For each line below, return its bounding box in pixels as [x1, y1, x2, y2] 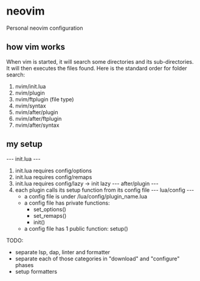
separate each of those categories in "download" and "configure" [15, 255, 180, 262]
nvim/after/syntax [15, 121, 60, 129]
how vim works [6, 42, 66, 52]
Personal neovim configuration [6, 24, 83, 32]
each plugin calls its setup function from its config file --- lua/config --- [15, 186, 195, 194]
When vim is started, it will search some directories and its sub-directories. [6, 58, 194, 65]
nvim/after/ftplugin [15, 115, 62, 122]
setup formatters [15, 268, 58, 275]
